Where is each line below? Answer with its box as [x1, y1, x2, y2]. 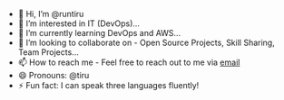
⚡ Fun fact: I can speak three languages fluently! [17, 80, 200, 90]
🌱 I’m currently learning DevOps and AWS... [17, 28, 181, 38]
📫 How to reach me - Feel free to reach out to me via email [17, 57, 240, 68]
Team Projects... [17, 47, 79, 58]
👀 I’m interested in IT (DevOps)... [17, 18, 141, 29]
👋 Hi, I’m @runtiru [17, 9, 84, 19]
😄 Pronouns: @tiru [17, 70, 90, 80]
